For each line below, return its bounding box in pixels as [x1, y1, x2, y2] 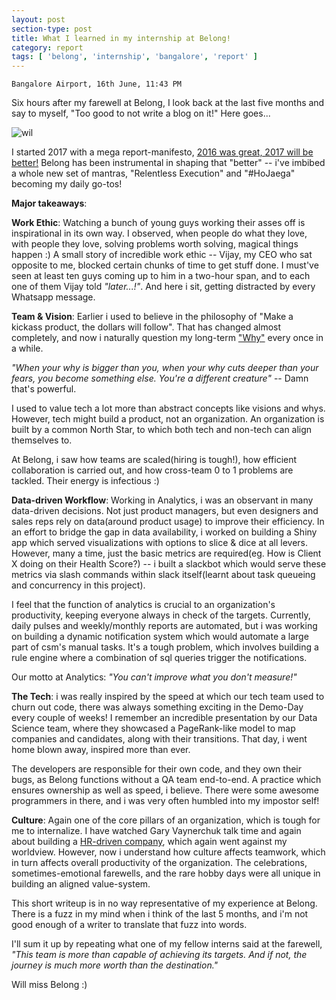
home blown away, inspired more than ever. [11, 744, 191, 756]
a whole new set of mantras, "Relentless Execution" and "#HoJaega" [11, 167, 296, 180]
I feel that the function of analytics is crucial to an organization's [11, 599, 276, 611]
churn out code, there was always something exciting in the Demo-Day [11, 701, 304, 713]
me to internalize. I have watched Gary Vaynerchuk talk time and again [11, 825, 302, 837]
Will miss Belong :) [11, 979, 88, 991]
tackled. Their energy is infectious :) [11, 475, 160, 487]
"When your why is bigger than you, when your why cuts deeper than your [11, 362, 319, 374]
